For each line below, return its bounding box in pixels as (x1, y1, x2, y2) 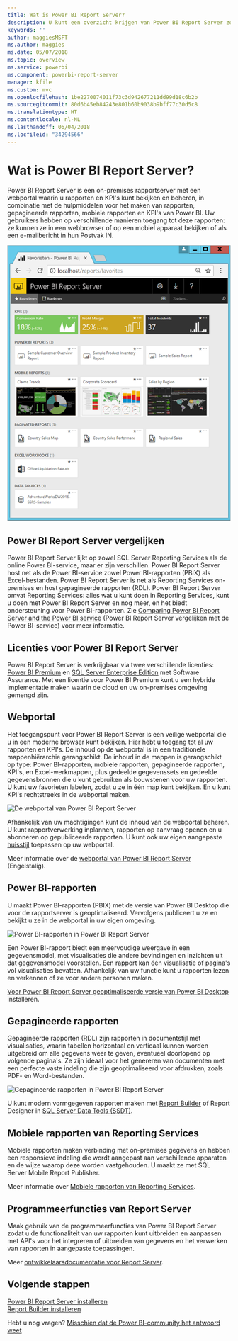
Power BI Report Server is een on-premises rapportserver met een (7, 186, 201, 194)
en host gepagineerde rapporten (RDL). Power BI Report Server (35, 584, 221, 592)
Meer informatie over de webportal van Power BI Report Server (7, 854, 191, 862)
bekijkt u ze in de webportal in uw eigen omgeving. (7, 916, 156, 924)
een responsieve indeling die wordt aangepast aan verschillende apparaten (7, 1153, 227, 1162)
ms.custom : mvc (7, 86, 52, 94)
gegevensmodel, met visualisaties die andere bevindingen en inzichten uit (7, 951, 223, 959)
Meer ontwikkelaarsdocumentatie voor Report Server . (7, 1258, 164, 1267)
